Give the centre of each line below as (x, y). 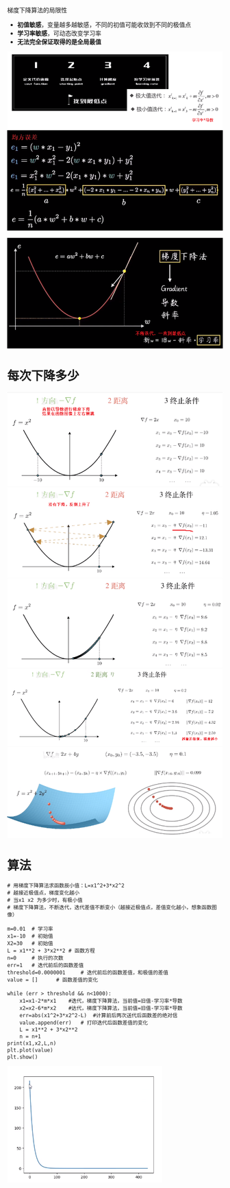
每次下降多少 (43, 376)
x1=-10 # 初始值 (30, 936)
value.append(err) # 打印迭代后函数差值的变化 (84, 1023)
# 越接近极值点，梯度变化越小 (43, 893)
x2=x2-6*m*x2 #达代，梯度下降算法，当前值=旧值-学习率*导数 (101, 1008)
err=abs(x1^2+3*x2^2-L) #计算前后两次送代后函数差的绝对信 (99, 1016)
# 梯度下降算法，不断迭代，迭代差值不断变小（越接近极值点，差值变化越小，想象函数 (110, 907)
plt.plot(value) (30, 1050)
